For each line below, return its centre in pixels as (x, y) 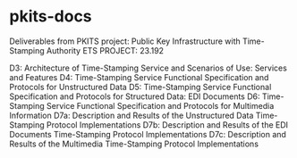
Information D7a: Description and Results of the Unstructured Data (132, 115)
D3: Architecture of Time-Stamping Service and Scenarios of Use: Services (148, 68)
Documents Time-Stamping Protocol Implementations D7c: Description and (148, 134)
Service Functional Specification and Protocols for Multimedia (160, 105)
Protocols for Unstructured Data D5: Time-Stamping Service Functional (140, 87)
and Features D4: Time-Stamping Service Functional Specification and (139, 77)
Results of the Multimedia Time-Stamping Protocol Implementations (134, 144)
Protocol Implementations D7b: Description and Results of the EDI (167, 125)
